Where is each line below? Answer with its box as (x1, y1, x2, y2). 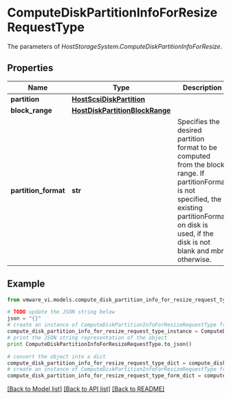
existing (177, 203, 203, 212)
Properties (7, 62, 54, 74)
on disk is (177, 220, 208, 229)
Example (7, 278, 45, 290)
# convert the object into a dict (7, 353, 107, 360)
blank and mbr (177, 246, 224, 256)
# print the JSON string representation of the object (7, 334, 168, 341)
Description (182, 83, 222, 92)
